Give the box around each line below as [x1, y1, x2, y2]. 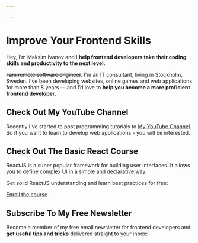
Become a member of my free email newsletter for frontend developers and [6, 224, 191, 231]
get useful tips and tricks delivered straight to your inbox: [6, 230, 148, 237]
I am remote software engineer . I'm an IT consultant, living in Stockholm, [6, 71, 183, 78]
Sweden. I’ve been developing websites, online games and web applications [6, 77, 193, 85]
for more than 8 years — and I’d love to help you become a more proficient [6, 83, 191, 90]
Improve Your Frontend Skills [6, 34, 151, 47]
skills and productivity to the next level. [6, 60, 106, 67]
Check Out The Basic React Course [6, 146, 138, 156]
